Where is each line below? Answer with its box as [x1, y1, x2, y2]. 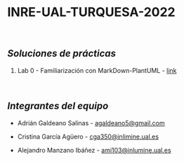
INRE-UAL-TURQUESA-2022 [7, 4, 176, 20]
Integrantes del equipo [7, 100, 109, 112]
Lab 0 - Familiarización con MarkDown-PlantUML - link [17, 66, 177, 74]
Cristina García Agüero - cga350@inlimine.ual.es [17, 132, 159, 141]
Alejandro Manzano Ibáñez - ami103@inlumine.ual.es [17, 146, 171, 154]
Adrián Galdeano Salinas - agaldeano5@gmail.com [17, 118, 165, 127]
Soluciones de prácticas [7, 48, 116, 59]
